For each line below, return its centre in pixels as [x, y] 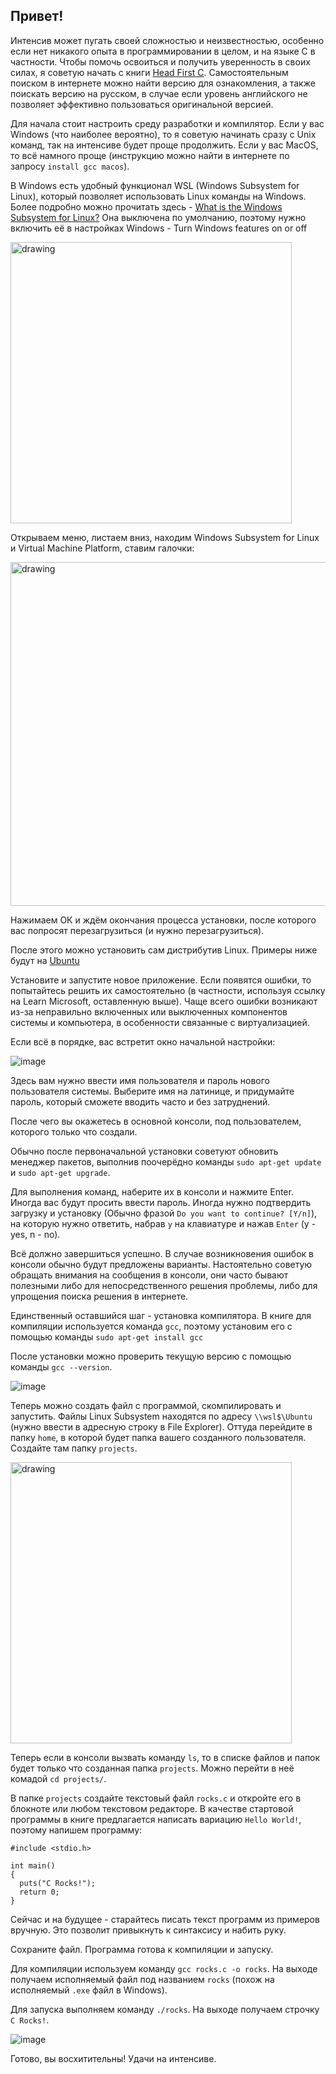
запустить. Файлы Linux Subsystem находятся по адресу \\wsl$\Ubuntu [161, 1416]
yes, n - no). [35, 1234]
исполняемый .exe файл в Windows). [89, 1990]
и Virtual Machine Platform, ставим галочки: [102, 548]
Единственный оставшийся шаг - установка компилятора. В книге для [161, 1315]
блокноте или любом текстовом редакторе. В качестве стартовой [152, 1808]
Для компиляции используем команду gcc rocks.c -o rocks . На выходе [164, 1968]
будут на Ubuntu [45, 960]
